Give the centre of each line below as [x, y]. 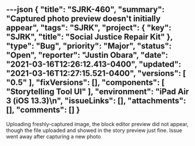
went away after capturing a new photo [53, 136]
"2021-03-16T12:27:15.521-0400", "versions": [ [96, 73]
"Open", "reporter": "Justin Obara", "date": [87, 55]
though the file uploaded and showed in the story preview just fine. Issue [94, 130]
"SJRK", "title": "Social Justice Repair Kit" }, [90, 37]
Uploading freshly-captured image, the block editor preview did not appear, [97, 124]
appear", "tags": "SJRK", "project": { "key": [89, 28]
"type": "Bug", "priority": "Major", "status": [89, 46]
